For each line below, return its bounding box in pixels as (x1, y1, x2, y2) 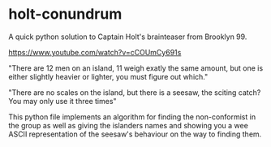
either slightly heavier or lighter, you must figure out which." (8, 71, 209, 81)
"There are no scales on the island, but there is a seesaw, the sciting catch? (8, 87, 261, 97)
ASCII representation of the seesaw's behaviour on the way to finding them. (8, 129, 262, 139)
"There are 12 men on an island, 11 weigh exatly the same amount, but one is (8, 63, 264, 73)
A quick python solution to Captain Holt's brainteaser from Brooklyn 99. (8, 32, 247, 41)
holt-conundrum (8, 5, 123, 24)
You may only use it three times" (8, 96, 117, 106)
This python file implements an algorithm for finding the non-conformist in (8, 111, 256, 122)
